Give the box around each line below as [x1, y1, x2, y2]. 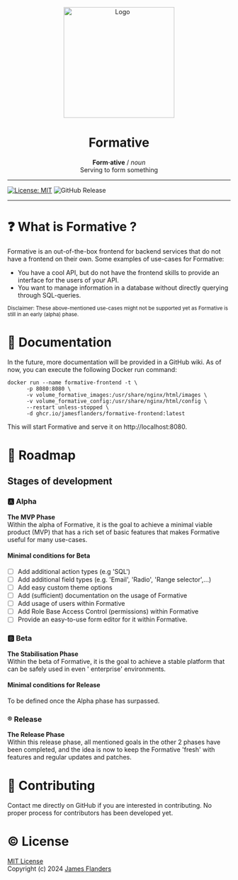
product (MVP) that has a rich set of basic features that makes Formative [7, 528, 220, 536]
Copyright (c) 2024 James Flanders [7, 864, 112, 873]
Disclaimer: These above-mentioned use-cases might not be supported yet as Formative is [7, 305, 229, 312]
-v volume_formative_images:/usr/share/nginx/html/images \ [25, 391, 208, 398]
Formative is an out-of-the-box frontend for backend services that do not [7, 247, 221, 255]
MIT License [7, 857, 44, 865]
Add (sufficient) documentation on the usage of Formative [17, 592, 188, 600]
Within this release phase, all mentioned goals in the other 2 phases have [7, 738, 221, 747]
